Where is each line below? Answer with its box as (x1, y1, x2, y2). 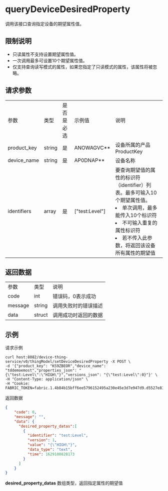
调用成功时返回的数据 (52, 312, 103, 319)
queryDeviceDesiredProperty (5, 4, 130, 15)
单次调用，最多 (122, 204, 157, 211)
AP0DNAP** (74, 157, 105, 164)
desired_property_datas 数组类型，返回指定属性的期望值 (5, 480, 123, 486)
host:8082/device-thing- (16, 355, 68, 360)
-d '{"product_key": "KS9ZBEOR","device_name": (5, 363, 106, 369)
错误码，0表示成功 (52, 293, 96, 300)
